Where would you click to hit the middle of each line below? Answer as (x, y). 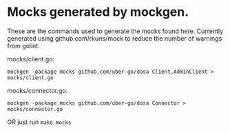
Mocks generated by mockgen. (98, 12)
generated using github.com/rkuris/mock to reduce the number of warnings (115, 38)
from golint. (23, 45)
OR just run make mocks (39, 122)
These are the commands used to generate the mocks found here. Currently (115, 31)
